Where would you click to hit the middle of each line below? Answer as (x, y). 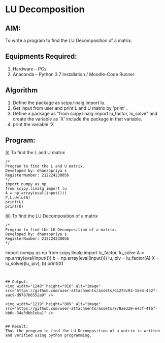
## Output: (17, 282)
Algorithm (22, 90)
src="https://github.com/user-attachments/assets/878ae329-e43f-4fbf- (81, 309)
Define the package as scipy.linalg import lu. (59, 103)
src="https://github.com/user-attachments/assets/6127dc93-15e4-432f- (81, 291)
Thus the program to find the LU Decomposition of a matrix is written (82, 331)
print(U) (14, 207)
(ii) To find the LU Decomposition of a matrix (52, 216)
